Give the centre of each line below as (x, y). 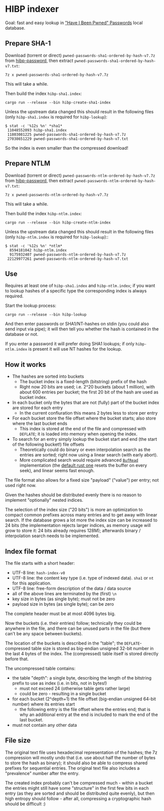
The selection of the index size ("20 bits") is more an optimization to (74, 510)
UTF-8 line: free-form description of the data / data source (72, 588)
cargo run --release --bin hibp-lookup (46, 315)
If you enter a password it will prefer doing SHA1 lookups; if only (70, 344)
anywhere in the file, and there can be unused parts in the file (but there (78, 628)
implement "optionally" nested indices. (44, 500)
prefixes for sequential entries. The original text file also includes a (72, 768)
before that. (17, 659)
